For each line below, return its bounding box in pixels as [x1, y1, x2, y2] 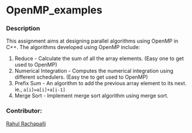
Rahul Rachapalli [6, 120, 46, 127]
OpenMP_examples [6, 3, 102, 17]
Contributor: [6, 107, 42, 115]
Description [6, 24, 40, 33]
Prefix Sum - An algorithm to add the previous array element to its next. [14, 80, 187, 87]
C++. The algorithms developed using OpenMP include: [6, 44, 140, 51]
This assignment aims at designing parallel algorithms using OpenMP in [6, 37, 179, 44]
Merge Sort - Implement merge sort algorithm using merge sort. [14, 92, 169, 99]
